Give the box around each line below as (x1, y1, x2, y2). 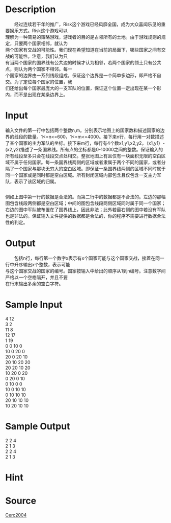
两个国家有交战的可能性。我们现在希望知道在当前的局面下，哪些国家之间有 (5, 47, 161, 53)
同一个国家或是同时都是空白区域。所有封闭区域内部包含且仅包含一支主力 (5, 172, 157, 178)
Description (5, 4, 56, 15)
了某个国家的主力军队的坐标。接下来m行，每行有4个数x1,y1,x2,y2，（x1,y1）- (5, 140, 165, 146)
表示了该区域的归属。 (14, 178, 59, 185)
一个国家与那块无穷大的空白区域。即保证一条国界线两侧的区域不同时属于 (14, 165, 166, 172)
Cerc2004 (5, 512, 27, 518)
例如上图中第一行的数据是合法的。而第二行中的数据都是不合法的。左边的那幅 (5, 193, 166, 200)
